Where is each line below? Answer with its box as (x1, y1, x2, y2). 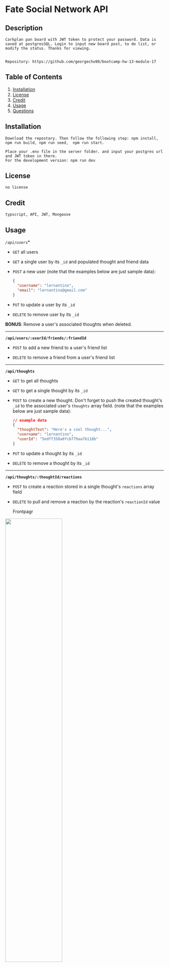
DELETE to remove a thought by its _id (12, 460, 90, 466)
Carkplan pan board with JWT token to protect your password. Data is (5, 37, 156, 42)
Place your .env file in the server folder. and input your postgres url (5, 149, 163, 154)
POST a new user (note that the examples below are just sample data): (12, 269, 156, 275)
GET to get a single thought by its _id (12, 388, 88, 394)
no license (5, 185, 28, 190)
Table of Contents (5, 73, 63, 81)
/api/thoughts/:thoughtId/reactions (5, 474, 82, 479)
